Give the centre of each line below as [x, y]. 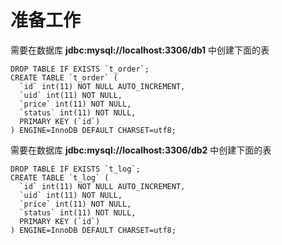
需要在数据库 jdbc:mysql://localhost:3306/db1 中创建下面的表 [140, 50]
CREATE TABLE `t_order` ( [64, 77]
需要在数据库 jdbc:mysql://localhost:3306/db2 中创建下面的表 [141, 150]
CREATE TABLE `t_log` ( [60, 177]
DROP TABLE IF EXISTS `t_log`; [75, 169]
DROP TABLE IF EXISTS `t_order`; [80, 69]
